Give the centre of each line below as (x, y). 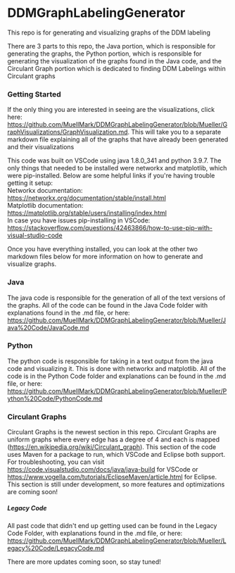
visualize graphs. (32, 264)
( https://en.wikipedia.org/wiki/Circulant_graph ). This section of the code (112, 447)
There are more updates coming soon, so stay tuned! (84, 562)
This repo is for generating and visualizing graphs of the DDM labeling (109, 32)
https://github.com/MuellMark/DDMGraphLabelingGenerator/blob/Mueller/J (117, 320)
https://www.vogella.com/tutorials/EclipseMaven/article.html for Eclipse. (112, 477)
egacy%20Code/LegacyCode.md (56, 548)
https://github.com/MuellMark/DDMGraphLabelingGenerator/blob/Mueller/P (117, 391)
